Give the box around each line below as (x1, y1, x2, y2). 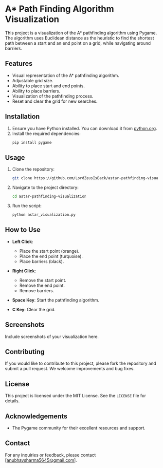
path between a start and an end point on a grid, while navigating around (5, 40, 151, 46)
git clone (12, 176, 33, 181)
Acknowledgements (5, 412, 68, 420)
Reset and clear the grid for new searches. (12, 98, 98, 104)
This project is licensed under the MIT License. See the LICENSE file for (5, 393, 146, 399)
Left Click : (12, 239, 33, 244)
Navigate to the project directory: (12, 185, 79, 190)
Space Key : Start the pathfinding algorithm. (12, 297, 100, 303)
